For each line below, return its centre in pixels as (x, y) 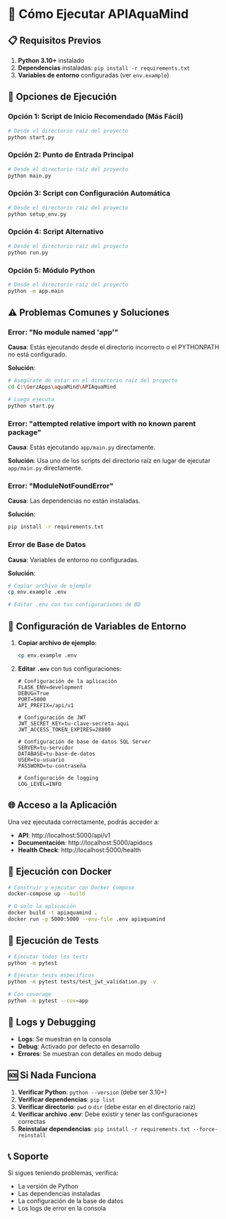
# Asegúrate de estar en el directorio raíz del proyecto (93, 381)
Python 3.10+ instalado (51, 60)
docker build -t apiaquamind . (53, 913)
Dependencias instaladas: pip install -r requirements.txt (104, 68)
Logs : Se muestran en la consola (64, 1039)
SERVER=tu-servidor (46, 748)
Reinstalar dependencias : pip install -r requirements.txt (104, 1129)
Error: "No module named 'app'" (63, 332)
